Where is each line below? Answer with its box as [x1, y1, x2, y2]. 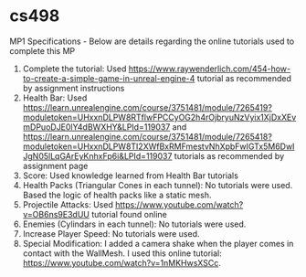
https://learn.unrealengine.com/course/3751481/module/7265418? [22, 131, 272, 142]
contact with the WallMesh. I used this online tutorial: [22, 248, 222, 259]
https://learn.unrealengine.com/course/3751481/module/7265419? [22, 101, 272, 112]
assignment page [22, 160, 89, 171]
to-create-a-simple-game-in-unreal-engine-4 [22, 72, 195, 83]
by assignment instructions [22, 82, 125, 93]
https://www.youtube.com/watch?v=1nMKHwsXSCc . [22, 257, 221, 268]
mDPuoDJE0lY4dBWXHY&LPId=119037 [22, 121, 171, 133]
